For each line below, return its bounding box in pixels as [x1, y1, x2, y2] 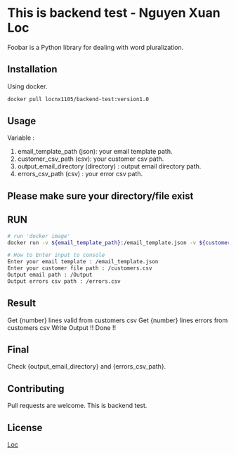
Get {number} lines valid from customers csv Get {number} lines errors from [7, 316, 228, 324]
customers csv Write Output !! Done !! [7, 323, 117, 331]
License [7, 421, 43, 433]
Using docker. [7, 82, 48, 91]
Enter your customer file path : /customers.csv [7, 265, 152, 272]
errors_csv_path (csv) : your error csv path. [17, 170, 143, 178]
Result [7, 297, 37, 310]
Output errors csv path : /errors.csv [7, 277, 121, 285]
